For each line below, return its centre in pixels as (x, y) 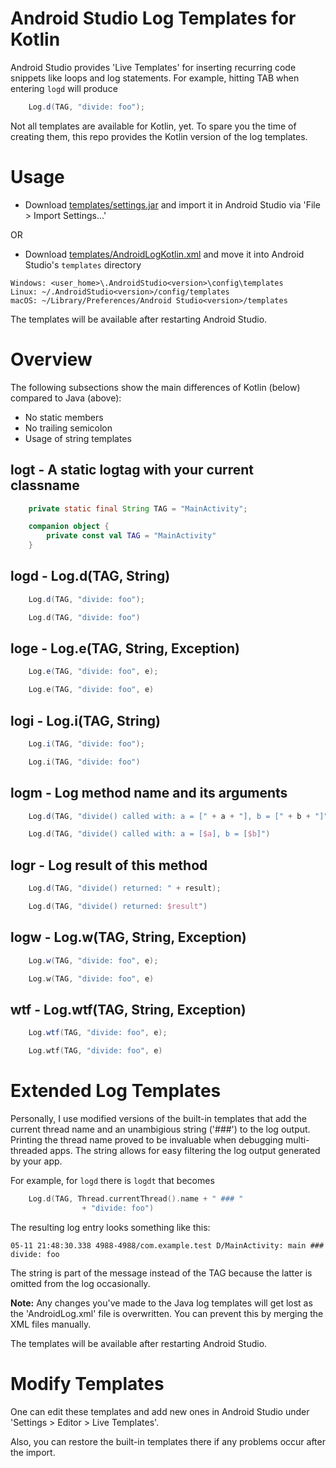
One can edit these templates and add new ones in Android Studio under (160, 1411)
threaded (29, 1150)
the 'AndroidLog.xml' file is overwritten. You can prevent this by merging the (167, 1313)
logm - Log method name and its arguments (149, 793)
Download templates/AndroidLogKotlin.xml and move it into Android (164, 254)
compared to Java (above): (66, 398)
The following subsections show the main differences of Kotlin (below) (155, 387)
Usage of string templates (78, 438)
